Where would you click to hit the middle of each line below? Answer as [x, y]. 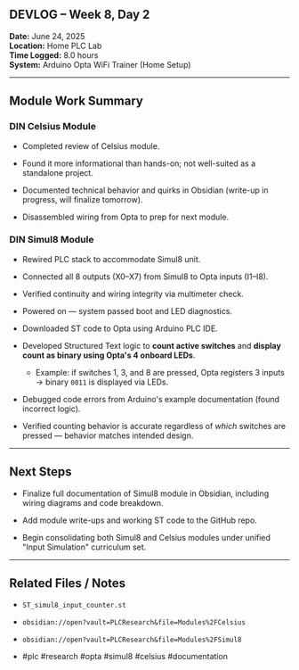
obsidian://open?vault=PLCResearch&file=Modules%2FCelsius [134, 623]
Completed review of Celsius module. [91, 145]
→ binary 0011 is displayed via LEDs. [102, 382]
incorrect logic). [51, 409]
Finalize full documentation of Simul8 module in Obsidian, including [145, 493]
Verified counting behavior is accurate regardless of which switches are [154, 426]
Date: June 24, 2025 [47, 36]
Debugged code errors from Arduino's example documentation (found [151, 399]
